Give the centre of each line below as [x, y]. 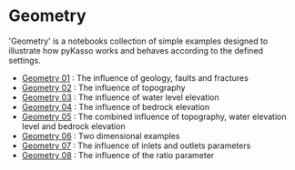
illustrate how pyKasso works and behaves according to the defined [136, 50]
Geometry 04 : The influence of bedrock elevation [116, 106]
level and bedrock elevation [73, 126]
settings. [25, 60]
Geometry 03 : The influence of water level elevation [120, 97]
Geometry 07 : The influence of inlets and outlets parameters [136, 145]
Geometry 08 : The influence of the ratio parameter [118, 155]
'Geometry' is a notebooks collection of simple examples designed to [138, 41]
